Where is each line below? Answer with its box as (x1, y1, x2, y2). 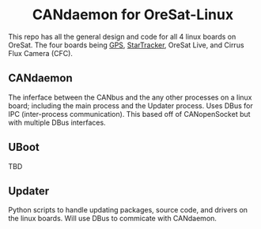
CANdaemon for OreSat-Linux (32, 6, 234, 24)
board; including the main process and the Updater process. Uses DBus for (8, 100, 253, 111)
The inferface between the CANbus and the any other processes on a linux (8, 92, 252, 102)
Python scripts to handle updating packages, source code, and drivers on (8, 205, 248, 215)
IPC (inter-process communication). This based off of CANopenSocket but (8, 109, 251, 118)
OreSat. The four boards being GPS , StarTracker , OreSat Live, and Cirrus (8, 40, 244, 50)
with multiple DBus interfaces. (8, 118, 106, 127)
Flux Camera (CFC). (8, 48, 74, 58)
